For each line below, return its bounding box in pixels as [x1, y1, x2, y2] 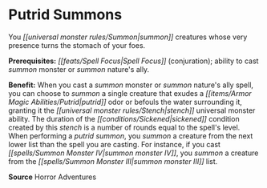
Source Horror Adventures [8, 172, 97, 182]
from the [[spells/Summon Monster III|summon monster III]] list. [8, 156, 218, 166]
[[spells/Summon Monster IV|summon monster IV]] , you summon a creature [8, 148, 259, 158]
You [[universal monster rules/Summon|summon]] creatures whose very [8, 32, 248, 42]
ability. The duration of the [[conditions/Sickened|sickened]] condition [8, 114, 240, 123]
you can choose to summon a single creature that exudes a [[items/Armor [8, 88, 253, 98]
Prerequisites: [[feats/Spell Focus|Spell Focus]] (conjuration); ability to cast [8, 56, 259, 66]
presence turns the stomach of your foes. [8, 40, 146, 50]
